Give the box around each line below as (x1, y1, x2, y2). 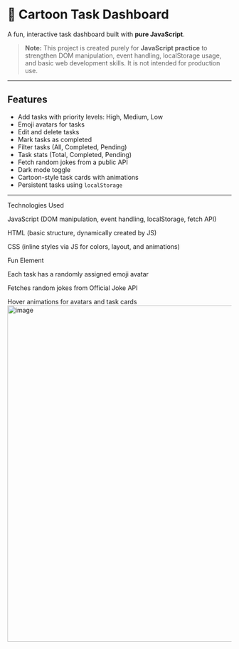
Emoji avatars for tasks (17, 120, 85, 129)
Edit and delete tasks (17, 127, 80, 136)
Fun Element (7, 256, 44, 264)
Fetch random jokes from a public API (17, 158, 128, 166)
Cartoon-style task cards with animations (17, 173, 139, 181)
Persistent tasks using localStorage (17, 181, 123, 189)
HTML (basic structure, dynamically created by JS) (7, 228, 157, 237)
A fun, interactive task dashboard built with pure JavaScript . (7, 30, 185, 38)
